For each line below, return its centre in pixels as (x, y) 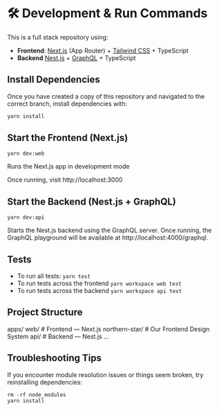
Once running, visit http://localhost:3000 (65, 180)
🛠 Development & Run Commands (107, 13)
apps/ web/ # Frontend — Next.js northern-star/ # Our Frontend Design (108, 329)
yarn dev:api (26, 218)
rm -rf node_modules (37, 394)
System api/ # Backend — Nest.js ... (58, 336)
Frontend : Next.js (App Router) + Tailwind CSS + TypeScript (103, 50)
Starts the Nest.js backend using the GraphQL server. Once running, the (109, 230)
